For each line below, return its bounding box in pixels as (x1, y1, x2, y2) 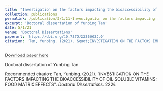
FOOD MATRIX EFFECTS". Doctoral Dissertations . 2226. (5, 81, 117, 87)
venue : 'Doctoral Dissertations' (5, 30, 73, 35)
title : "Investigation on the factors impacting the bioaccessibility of (5, 7, 158, 12)
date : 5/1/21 (5, 25, 32, 30)
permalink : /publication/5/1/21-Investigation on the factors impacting (5, 16, 155, 21)
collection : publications (5, 12, 57, 17)
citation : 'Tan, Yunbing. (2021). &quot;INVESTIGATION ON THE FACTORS (5, 39, 151, 44)
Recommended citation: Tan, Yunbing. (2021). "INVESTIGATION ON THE (5, 71, 149, 77)
